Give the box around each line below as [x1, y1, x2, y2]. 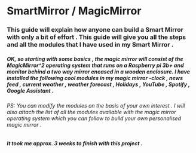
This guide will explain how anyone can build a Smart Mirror [7, 26, 184, 34]
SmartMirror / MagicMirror [7, 4, 142, 18]
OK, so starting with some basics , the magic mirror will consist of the [7, 55, 184, 62]
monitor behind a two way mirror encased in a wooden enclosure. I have [7, 68, 191, 75]
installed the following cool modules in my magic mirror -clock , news [7, 74, 183, 81]
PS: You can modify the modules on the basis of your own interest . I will [7, 102, 185, 109]
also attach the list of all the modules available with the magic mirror [7, 109, 176, 116]
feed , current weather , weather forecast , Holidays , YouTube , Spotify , [7, 81, 191, 88]
